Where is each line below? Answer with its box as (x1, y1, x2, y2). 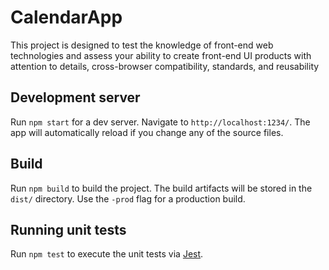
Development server (10, 89, 141, 106)
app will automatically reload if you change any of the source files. (10, 126, 284, 138)
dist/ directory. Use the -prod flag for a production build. (10, 192, 246, 205)
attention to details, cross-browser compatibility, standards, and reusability (10, 60, 320, 72)
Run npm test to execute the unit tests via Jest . (10, 248, 204, 260)
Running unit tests (10, 221, 127, 238)
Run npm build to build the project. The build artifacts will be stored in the (10, 182, 313, 194)
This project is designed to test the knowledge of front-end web (10, 39, 274, 51)
